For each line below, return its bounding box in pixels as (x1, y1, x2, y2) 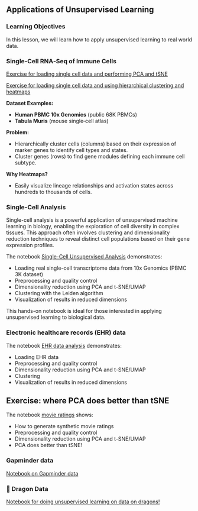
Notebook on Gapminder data (6, 470, 79, 477)
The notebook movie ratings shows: (6, 411, 93, 419)
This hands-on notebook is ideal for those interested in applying (6, 308, 163, 315)
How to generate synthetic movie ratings (14, 423, 114, 430)
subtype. (14, 159, 37, 166)
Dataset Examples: (6, 99, 54, 106)
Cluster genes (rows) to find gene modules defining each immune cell (14, 153, 185, 160)
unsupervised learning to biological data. (6, 313, 106, 321)
